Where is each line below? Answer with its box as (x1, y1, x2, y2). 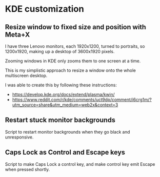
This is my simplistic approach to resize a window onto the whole (5, 67, 136, 73)
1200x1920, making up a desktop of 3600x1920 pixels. (5, 49, 115, 54)
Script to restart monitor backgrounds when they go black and (5, 129, 130, 135)
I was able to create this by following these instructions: (5, 82, 117, 88)
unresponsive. (5, 134, 34, 140)
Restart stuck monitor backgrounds (5, 116, 116, 124)
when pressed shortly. (5, 166, 50, 172)
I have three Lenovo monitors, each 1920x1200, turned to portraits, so (5, 43, 145, 49)
